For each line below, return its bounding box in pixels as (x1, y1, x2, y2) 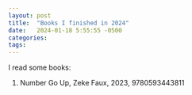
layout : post (8, 11, 52, 20)
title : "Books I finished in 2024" (8, 19, 129, 27)
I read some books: (8, 63, 71, 72)
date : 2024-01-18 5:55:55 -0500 (8, 26, 123, 34)
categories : (8, 33, 48, 42)
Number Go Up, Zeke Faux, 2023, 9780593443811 (19, 78, 185, 88)
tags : (8, 41, 26, 49)
